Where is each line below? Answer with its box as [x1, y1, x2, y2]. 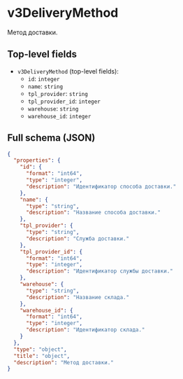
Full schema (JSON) [7, 132, 96, 144]
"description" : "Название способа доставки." [25, 209, 161, 216]
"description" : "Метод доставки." [13, 359, 114, 366]
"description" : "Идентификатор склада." [25, 326, 145, 333]
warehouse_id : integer [27, 111, 91, 120]
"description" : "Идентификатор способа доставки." [25, 183, 177, 190]
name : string [27, 82, 64, 90]
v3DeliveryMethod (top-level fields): [17, 67, 119, 75]
